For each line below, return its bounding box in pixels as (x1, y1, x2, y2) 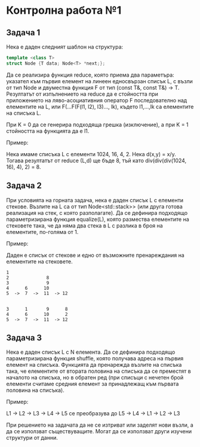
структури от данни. (6, 434, 58, 442)
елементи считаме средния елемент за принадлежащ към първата (6, 381, 179, 388)
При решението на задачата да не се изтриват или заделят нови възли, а (6, 421, 194, 428)
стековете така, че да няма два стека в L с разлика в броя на (6, 222, 163, 229)
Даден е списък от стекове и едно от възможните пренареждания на (6, 251, 185, 259)
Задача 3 (6, 333, 42, 343)
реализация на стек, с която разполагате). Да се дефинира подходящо (6, 209, 188, 216)
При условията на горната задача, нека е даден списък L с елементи (6, 196, 184, 203)
